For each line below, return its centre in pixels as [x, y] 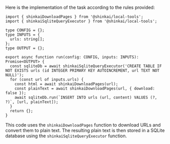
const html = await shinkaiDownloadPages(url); [66, 84]
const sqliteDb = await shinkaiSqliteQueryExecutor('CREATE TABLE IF [86, 66]
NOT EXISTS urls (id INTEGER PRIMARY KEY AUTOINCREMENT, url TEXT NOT [82, 71]
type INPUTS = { [23, 35]
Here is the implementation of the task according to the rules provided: [80, 7]
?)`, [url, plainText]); [32, 102]
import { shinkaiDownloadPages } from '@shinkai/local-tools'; [74, 17]
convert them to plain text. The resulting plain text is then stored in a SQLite [85, 130]
